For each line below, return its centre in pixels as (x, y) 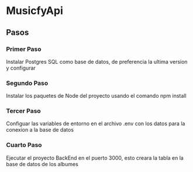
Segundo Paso (27, 83)
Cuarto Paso (24, 145)
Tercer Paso (23, 111)
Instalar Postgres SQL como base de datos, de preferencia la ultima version (97, 61)
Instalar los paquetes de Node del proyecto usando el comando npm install (96, 96)
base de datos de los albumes (42, 164)
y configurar (21, 68)
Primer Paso (24, 49)
